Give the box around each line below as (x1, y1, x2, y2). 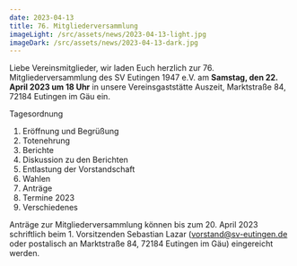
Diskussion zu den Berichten (22, 154, 128, 166)
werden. (9, 248, 40, 259)
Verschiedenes (22, 202, 78, 213)
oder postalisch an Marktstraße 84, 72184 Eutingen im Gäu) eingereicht (9, 238, 274, 249)
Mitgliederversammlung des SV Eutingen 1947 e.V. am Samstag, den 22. (9, 73, 278, 83)
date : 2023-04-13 (9, 13, 74, 22)
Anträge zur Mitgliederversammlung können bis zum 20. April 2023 (9, 219, 258, 230)
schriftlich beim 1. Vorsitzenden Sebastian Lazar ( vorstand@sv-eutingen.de (9, 229, 288, 240)
